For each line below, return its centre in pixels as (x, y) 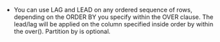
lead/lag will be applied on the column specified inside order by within (113, 24)
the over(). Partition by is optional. (62, 31)
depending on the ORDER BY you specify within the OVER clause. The (113, 17)
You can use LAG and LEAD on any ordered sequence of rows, (103, 10)
